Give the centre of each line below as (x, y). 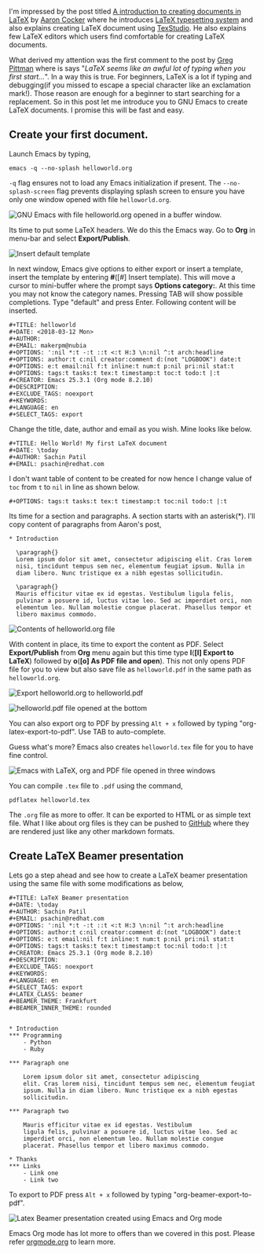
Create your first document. (79, 135)
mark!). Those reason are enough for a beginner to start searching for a (125, 93)
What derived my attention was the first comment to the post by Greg (121, 60)
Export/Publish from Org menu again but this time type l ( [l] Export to (121, 653)
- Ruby (34, 1049)
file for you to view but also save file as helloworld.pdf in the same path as (130, 669)
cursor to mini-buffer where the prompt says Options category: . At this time (132, 285)
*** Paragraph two (39, 1111)
